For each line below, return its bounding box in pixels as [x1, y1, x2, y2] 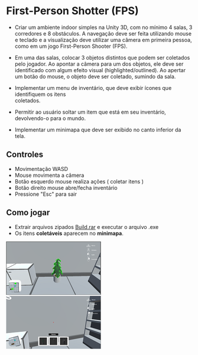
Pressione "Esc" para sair [14, 191, 77, 198]
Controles [6, 150, 44, 160]
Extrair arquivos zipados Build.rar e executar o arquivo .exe [14, 223, 159, 230]
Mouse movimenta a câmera [14, 172, 85, 179]
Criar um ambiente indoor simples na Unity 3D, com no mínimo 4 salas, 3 [14, 24, 193, 31]
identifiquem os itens [14, 91, 66, 98]
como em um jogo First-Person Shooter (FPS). [14, 43, 128, 50]
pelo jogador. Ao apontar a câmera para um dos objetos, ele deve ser [14, 60, 184, 67]
